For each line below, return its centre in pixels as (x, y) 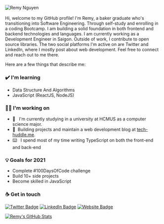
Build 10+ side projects (36, 176)
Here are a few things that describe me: (45, 64)
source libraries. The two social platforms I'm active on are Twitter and (77, 44)
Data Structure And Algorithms (43, 90)
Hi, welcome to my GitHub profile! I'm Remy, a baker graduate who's (75, 18)
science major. (27, 124)
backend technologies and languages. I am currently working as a (72, 34)
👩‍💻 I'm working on (27, 108)
